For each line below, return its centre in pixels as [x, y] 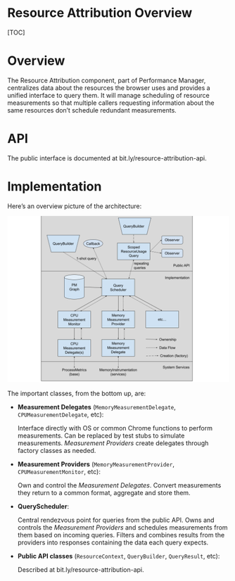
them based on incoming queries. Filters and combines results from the [121, 535]
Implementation [55, 186]
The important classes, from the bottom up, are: [77, 393]
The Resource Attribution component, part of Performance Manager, [107, 80]
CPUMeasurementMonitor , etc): [59, 471]
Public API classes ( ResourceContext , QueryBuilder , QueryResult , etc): [119, 556]
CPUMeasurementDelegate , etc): [61, 414]
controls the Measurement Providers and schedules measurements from [122, 527]
